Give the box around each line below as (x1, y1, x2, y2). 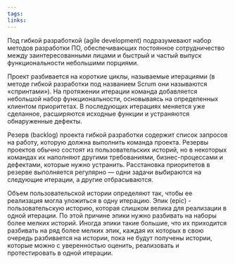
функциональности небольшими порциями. (7, 58, 139, 67)
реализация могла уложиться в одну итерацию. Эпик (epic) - (7, 196, 191, 204)
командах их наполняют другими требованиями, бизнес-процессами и (7, 152, 224, 161)
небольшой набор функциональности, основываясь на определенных (7, 94, 219, 103)
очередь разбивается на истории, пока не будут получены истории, (7, 233, 212, 242)
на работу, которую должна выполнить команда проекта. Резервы (7, 138, 209, 146)
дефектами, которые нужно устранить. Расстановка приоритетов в (7, 160, 210, 169)
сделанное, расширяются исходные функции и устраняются (7, 110, 190, 118)
